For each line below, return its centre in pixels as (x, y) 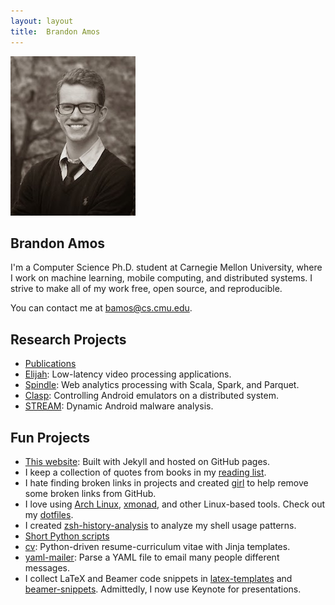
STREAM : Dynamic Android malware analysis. (119, 406)
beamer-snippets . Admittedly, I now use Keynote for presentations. (163, 589)
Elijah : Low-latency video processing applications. (128, 374)
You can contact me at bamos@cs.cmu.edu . (101, 308)
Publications (50, 364)
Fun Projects (50, 437)
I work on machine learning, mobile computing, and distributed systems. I (161, 278)
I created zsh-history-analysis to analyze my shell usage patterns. (160, 525)
